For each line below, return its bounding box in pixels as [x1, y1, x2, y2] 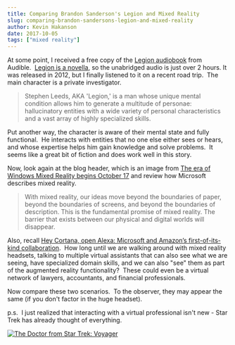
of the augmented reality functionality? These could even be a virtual [7, 266, 209, 275]
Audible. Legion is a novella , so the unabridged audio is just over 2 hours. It [7, 63, 227, 72]
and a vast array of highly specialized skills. [24, 114, 151, 123]
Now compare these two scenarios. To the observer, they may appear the [7, 287, 223, 296]
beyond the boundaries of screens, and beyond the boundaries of [24, 200, 216, 208]
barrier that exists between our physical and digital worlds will [24, 215, 205, 224]
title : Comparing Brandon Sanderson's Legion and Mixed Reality [7, 10, 200, 18]
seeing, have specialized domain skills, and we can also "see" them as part [7, 258, 225, 268]
